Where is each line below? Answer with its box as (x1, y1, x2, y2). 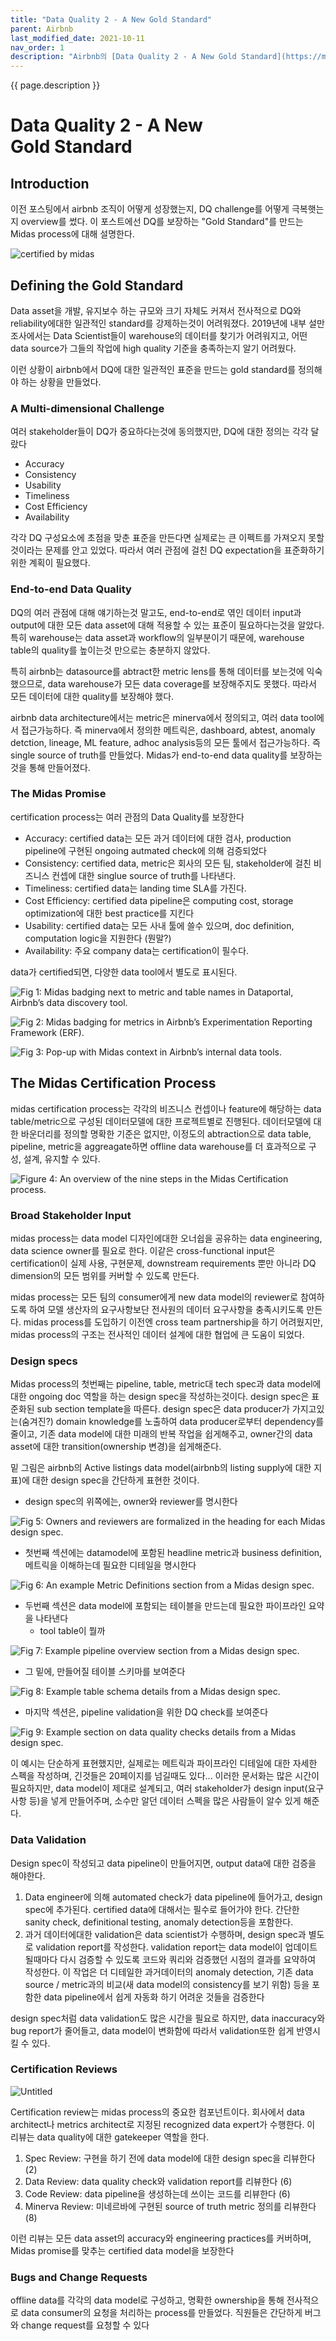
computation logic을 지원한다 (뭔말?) (24, 932, 172, 944)
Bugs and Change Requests (10, 2270, 148, 2284)
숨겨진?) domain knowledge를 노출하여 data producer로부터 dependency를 (21, 1416, 325, 1428)
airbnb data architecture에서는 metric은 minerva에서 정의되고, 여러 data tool (10, 711, 317, 723)
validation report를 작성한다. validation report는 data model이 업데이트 (35, 1941, 318, 1953)
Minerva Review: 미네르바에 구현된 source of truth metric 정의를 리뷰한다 (24, 2200, 317, 2212)
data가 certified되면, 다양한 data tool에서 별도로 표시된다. (10, 966, 238, 978)
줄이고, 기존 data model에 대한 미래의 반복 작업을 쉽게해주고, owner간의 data (10, 1428, 313, 1440)
